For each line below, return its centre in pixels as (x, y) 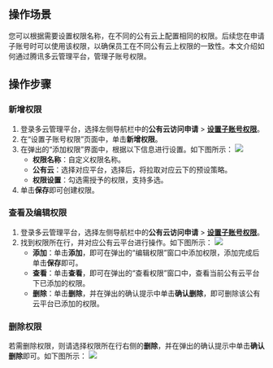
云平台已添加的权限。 (68, 303)
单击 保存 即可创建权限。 (59, 190)
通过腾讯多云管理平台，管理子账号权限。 (83, 56)
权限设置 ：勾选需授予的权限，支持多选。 (100, 180)
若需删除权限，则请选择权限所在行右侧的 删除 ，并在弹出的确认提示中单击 (129, 346)
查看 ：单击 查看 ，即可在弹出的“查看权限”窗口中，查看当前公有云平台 (146, 273)
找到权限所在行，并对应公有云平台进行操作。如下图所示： (116, 242)
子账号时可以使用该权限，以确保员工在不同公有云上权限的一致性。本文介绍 (133, 46)
